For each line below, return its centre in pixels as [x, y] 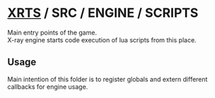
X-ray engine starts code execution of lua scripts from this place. [102, 39]
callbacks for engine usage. [48, 87]
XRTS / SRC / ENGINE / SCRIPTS [103, 13]
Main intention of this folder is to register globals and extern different [107, 79]
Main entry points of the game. [52, 32]
